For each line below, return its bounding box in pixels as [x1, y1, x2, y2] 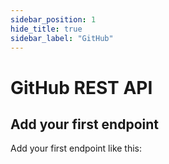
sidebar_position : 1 [10, 14, 97, 25]
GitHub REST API [10, 76, 153, 99]
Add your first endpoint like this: [10, 142, 143, 155]
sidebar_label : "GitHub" [10, 33, 114, 43]
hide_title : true [10, 24, 83, 34]
